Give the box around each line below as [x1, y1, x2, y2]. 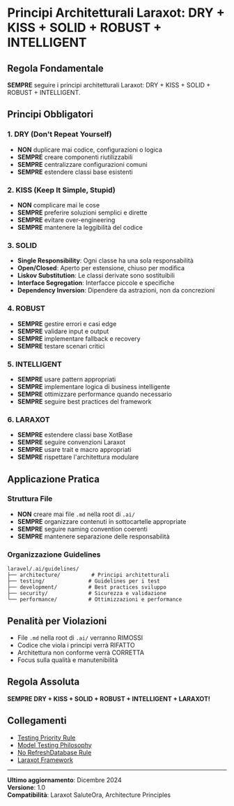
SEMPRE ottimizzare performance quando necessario [17, 390, 172, 398]
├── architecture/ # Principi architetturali [7, 571, 170, 579]
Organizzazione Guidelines [7, 550, 101, 559]
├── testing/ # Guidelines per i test [7, 578, 160, 585]
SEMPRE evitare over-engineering [17, 215, 116, 224]
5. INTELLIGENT [7, 359, 63, 369]
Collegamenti [7, 715, 67, 727]
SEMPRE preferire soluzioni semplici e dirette [17, 208, 148, 217]
